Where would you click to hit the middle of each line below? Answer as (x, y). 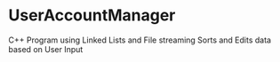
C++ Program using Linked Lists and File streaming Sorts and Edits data (140, 40)
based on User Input (46, 49)
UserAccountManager (92, 15)
